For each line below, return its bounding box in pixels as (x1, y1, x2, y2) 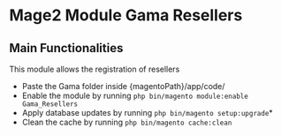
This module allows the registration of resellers (9, 64, 180, 74)
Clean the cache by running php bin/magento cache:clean (21, 117, 232, 127)
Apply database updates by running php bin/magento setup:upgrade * (21, 108, 274, 117)
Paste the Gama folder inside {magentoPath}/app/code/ (21, 81, 225, 91)
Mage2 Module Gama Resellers (9, 5, 243, 26)
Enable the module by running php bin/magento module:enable (21, 90, 249, 101)
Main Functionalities (9, 41, 124, 56)
